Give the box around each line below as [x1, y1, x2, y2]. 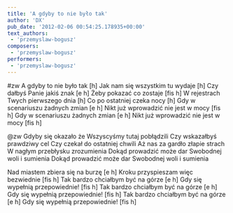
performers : [7, 56, 42, 63]
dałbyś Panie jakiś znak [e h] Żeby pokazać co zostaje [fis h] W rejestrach [7, 89, 220, 97]
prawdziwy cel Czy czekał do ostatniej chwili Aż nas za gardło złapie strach [7, 139, 225, 147]
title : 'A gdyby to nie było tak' [7, 10, 108, 17]
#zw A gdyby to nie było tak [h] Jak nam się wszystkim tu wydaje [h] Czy [7, 81, 219, 89]
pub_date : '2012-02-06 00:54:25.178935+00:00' [7, 23, 146, 30]
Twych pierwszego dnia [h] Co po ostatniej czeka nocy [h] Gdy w [7, 96, 196, 105]
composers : [7, 43, 39, 50]
